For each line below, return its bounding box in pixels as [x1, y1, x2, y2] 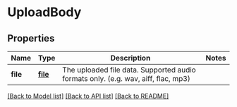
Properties [7, 32, 55, 44]
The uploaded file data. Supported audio [62, 65, 196, 75]
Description [110, 53, 151, 63]
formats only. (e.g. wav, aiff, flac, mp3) [62, 74, 190, 83]
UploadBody [7, 4, 82, 20]
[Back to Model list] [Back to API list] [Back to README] [7, 92, 169, 100]
